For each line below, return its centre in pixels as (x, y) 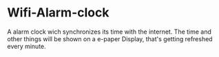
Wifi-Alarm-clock (58, 13)
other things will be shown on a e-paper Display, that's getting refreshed (110, 38)
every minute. (27, 46)
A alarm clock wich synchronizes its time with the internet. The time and (109, 32)
